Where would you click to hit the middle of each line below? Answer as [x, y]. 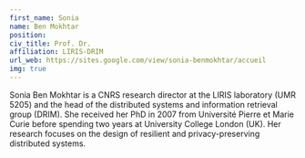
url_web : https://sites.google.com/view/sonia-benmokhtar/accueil [138, 60]
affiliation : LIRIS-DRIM [56, 52]
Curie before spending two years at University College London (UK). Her [146, 123]
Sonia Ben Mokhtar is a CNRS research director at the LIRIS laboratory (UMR [152, 95]
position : [28, 35]
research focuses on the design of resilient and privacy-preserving [135, 133]
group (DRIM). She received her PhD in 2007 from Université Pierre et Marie [152, 114]
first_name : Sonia [44, 18]
